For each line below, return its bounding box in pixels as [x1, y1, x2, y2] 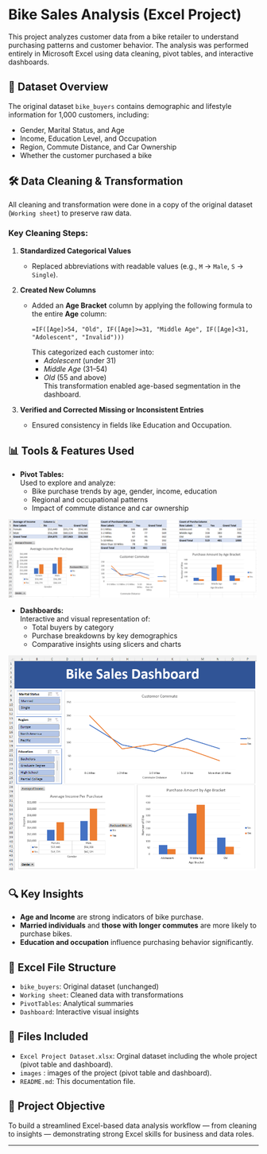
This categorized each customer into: [31, 347, 155, 357]
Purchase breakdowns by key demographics [31, 630, 178, 641]
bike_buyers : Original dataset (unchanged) [19, 982, 159, 991]
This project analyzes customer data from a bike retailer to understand [8, 32, 239, 41]
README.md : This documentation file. [19, 1076, 136, 1086]
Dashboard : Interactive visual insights [19, 1007, 139, 1017]
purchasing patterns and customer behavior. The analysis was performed [8, 40, 249, 49]
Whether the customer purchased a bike [19, 150, 153, 160]
